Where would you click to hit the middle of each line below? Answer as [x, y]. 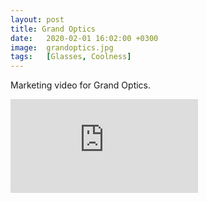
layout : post [37, 19]
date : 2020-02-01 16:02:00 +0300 [84, 38]
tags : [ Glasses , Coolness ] [71, 57]
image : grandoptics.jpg [62, 47]
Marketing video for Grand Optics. [81, 85]
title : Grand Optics [53, 29]
